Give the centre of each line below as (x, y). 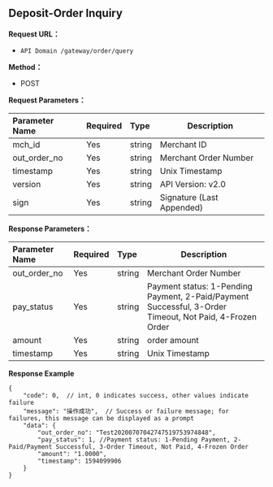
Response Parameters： (50, 228)
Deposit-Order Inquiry (66, 13)
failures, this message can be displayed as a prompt (102, 418)
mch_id (26, 144)
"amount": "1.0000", (72, 454)
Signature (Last (189, 197)
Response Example (41, 373)
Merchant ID (183, 144)
